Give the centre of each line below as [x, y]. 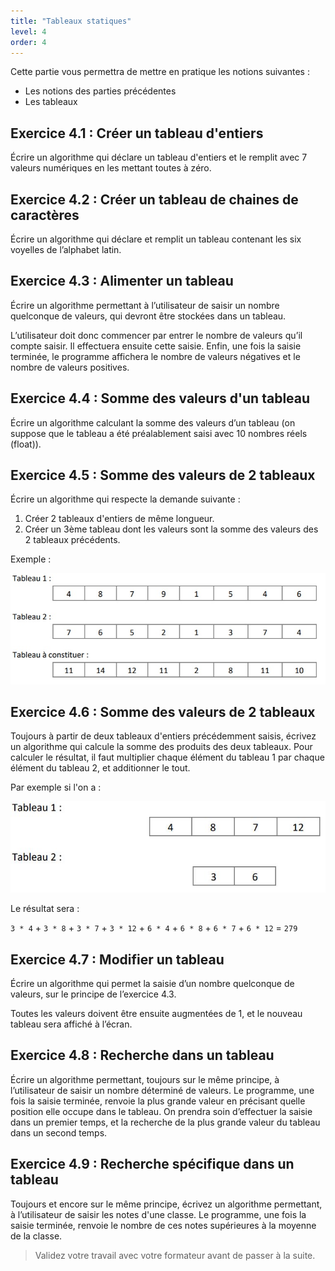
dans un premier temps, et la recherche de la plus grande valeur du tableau [165, 1122]
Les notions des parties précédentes [100, 91]
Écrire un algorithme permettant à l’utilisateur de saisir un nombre [145, 305]
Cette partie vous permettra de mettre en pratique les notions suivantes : [160, 72]
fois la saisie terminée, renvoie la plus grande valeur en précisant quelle [158, 1101]
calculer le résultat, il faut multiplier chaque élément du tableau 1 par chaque [167, 757]
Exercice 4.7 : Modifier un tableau [117, 959]
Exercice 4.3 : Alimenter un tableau [122, 281]
